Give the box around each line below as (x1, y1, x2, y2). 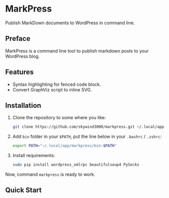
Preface (5, 34, 31, 43)
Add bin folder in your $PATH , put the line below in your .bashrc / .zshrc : (12, 133, 162, 139)
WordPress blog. (5, 53, 40, 59)
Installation (5, 101, 41, 110)
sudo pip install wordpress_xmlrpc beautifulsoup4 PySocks (12, 162, 140, 167)
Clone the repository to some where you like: (12, 115, 106, 121)
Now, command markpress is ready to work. (5, 171, 95, 177)
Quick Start (5, 186, 42, 194)
